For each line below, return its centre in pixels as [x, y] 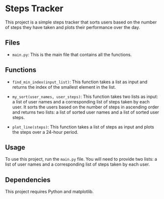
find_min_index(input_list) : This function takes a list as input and [80, 82]
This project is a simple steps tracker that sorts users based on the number [81, 22]
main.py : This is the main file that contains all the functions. [72, 54]
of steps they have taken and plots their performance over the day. [73, 27]
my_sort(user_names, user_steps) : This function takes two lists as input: [85, 97]
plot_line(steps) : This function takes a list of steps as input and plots [83, 127]
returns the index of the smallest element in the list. [64, 87]
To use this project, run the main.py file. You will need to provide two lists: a [81, 159]
